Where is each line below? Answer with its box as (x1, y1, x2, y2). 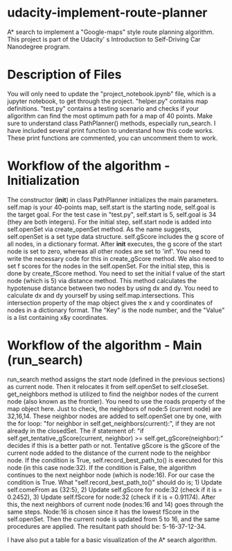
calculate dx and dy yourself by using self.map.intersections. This (7, 291, 195, 299)
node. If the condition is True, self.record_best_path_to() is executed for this (7, 455, 224, 464)
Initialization (7, 173, 80, 188)
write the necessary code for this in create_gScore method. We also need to (7, 254, 224, 262)
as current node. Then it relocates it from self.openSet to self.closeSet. (7, 382, 209, 390)
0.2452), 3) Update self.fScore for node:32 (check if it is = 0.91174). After (7, 493, 216, 501)
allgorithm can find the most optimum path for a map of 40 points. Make (7, 111, 213, 120)
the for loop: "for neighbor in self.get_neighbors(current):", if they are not (7, 419, 215, 427)
